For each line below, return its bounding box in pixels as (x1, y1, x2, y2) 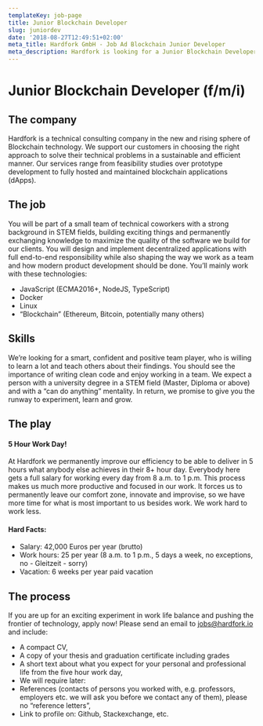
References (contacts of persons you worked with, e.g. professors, (19, 684, 236, 694)
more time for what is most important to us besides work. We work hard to (8, 498, 248, 508)
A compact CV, (19, 643, 68, 652)
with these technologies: (8, 268, 88, 279)
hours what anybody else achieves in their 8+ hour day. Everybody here (8, 465, 240, 475)
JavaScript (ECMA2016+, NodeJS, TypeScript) (19, 284, 171, 294)
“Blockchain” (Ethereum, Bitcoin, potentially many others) (19, 309, 205, 319)
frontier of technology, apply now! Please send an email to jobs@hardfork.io (8, 619, 254, 629)
